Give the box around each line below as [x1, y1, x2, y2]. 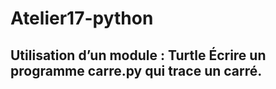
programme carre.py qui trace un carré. [10, 62, 263, 79]
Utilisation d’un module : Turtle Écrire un [10, 47, 267, 64]
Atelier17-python [10, 7, 154, 30]
